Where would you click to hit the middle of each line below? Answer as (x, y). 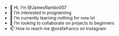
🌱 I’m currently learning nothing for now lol (52, 18)
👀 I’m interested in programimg (41, 13)
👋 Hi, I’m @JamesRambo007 (38, 8)
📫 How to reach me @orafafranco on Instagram (58, 28)
